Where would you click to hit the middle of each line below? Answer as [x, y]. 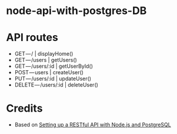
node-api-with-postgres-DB [76, 11]
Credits [24, 109]
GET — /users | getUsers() [46, 60]
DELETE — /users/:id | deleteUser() [56, 85]
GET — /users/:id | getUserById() [54, 66]
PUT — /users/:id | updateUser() [53, 79]
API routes [32, 38]
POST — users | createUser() [49, 73]
